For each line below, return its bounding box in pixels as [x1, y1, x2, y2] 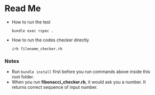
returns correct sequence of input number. [11, 84, 98, 90]
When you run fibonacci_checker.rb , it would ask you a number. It [11, 79, 146, 85]
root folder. [11, 74, 34, 80]
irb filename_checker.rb [11, 46, 63, 51]
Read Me [4, 3, 41, 14]
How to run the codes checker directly [11, 37, 89, 43]
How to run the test [11, 19, 51, 25]
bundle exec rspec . [11, 28, 54, 33]
